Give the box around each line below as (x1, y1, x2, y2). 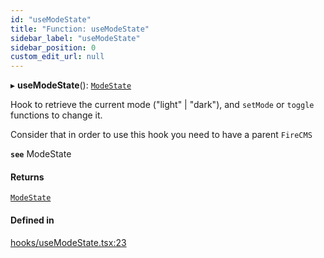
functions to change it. (10, 109, 103, 121)
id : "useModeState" (10, 14, 92, 25)
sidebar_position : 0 (10, 42, 97, 53)
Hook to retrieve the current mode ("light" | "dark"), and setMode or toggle (10, 99, 315, 111)
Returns (10, 171, 45, 183)
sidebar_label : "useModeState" (10, 33, 141, 43)
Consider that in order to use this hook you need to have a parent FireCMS (10, 129, 313, 141)
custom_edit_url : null (10, 52, 105, 62)
